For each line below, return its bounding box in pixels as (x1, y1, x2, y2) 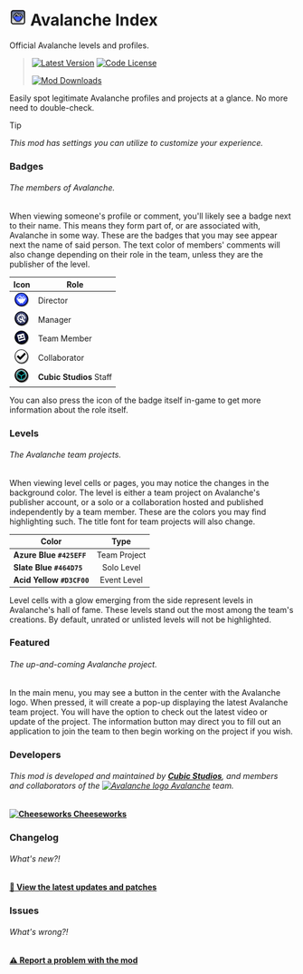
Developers (9, 748, 62, 761)
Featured (9, 637, 51, 649)
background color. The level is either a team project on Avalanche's (9, 487, 260, 498)
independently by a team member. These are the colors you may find (9, 506, 267, 517)
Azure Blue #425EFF (13, 549, 87, 560)
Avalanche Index (30, 10, 158, 31)
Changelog (9, 831, 59, 843)
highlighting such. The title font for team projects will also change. (9, 516, 256, 527)
